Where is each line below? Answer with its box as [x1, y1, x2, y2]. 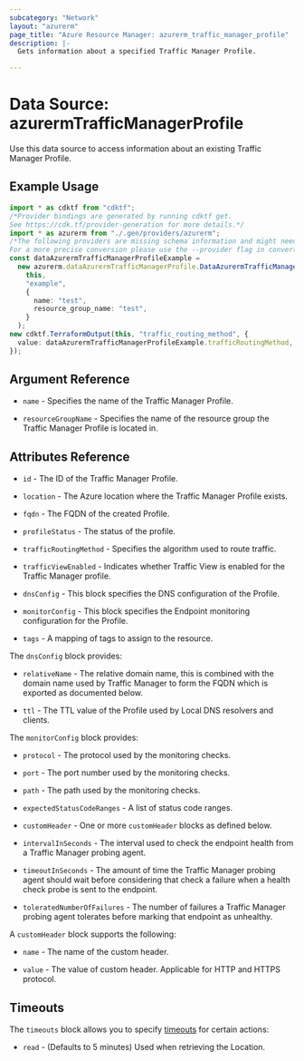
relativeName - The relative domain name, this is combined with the [22, 668, 274, 679]
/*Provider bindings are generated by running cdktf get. [9, 211, 233, 220]
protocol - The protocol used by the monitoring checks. [22, 750, 232, 761]
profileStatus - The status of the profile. [22, 526, 176, 537]
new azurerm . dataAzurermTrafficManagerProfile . [17, 262, 201, 271]
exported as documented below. [22, 687, 143, 698]
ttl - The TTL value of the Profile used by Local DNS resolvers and [22, 705, 274, 716]
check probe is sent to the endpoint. [22, 884, 158, 895]
